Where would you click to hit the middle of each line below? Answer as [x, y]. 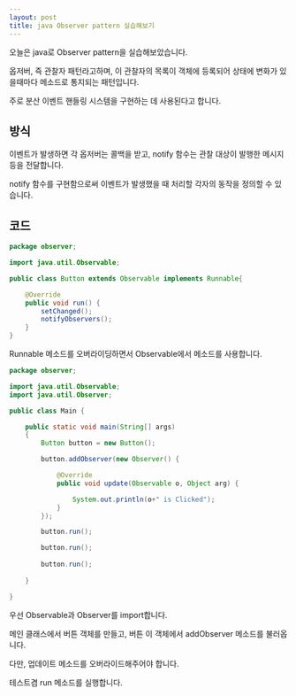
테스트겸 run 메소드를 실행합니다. [66, 682]
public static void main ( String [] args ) [100, 427]
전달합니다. [45, 166]
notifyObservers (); [77, 320]
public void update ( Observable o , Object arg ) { [148, 483]
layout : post [33, 17]
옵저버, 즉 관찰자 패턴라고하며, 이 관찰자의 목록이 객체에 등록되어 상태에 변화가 [144, 71]
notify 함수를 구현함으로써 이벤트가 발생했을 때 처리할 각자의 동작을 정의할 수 [141, 184]
